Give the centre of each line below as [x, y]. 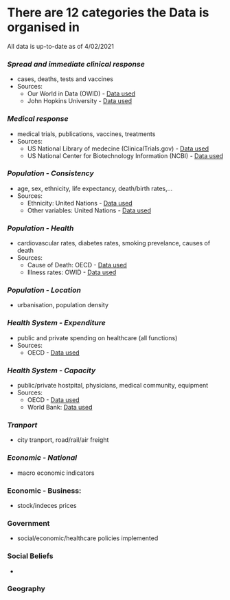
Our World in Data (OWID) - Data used [81, 93]
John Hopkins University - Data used [80, 101]
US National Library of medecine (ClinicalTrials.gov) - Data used [118, 148]
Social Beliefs [30, 556]
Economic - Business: [44, 491]
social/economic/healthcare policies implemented [88, 538]
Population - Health [41, 228]
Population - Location [44, 290]
